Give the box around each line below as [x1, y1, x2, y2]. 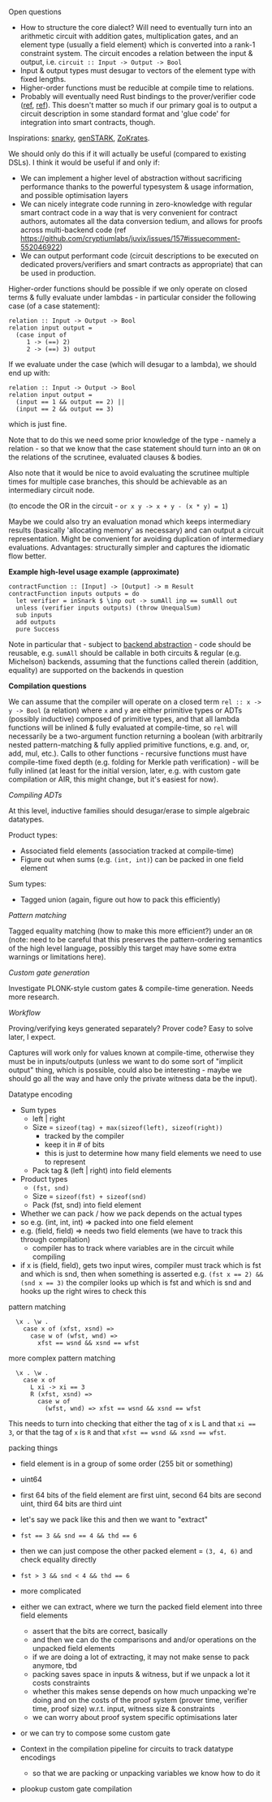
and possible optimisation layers [19, 191, 128, 200]
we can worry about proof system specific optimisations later [32, 1713, 238, 1722]
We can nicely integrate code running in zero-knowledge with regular [19, 199, 253, 209]
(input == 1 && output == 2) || [15, 398, 126, 406]
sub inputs [15, 611, 53, 619]
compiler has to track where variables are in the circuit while [32, 1244, 235, 1252]
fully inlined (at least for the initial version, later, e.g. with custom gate [8, 766, 241, 775]
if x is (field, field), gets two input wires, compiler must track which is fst [19, 1261, 261, 1270]
